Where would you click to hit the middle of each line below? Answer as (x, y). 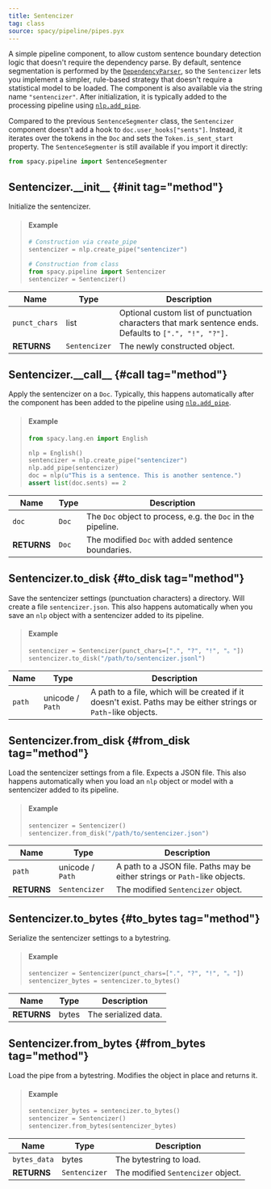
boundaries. (108, 549)
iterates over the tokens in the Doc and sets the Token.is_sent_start (121, 138)
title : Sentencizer (41, 16)
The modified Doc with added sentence (160, 539)
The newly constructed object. (177, 346)
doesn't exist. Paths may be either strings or (173, 702)
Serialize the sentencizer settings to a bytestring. (90, 938)
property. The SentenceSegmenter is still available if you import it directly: (128, 147)
